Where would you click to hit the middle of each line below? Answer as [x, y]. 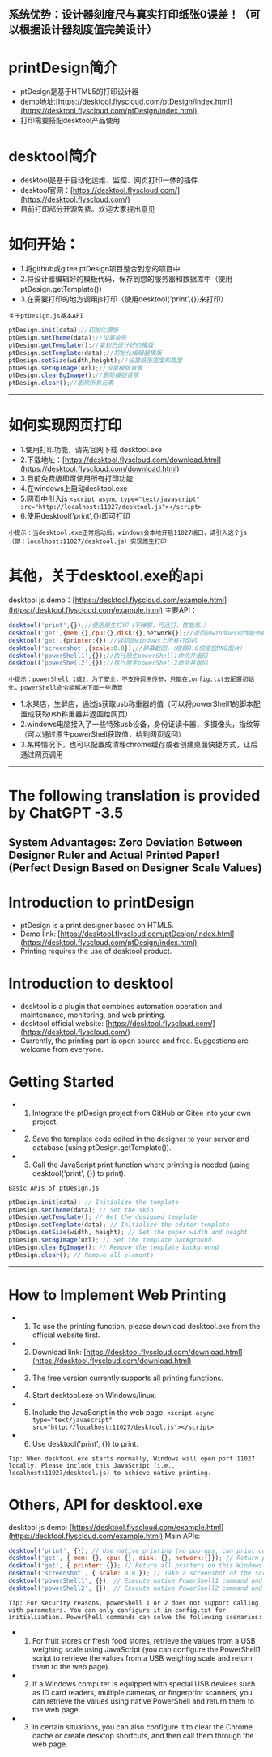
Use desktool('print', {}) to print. [85, 1443]
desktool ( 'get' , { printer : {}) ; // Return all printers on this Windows [136, 1566]
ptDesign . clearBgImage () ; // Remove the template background [114, 1247]
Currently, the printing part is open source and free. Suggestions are [134, 1041]
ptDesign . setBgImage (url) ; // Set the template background [110, 1240]
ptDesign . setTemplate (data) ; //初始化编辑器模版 [85, 353]
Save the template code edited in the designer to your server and [140, 1139]
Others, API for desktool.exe [106, 1505]
